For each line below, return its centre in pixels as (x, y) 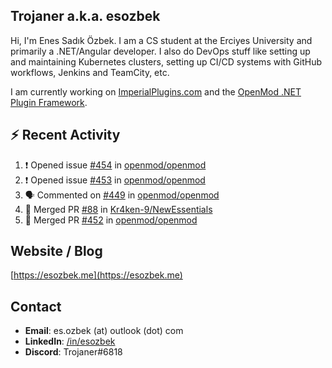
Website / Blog (56, 251)
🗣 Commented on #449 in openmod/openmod (122, 195)
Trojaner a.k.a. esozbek (85, 16)
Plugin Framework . (49, 102)
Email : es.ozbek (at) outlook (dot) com (104, 331)
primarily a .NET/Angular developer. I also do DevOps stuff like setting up (160, 51)
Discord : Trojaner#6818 (73, 352)
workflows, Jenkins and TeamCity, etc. (90, 72)
